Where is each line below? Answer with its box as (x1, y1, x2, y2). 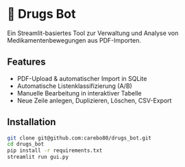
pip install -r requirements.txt (7, 147, 103, 154)
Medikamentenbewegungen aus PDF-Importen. (7, 36, 142, 44)
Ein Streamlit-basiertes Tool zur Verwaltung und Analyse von (7, 29, 179, 37)
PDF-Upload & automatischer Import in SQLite (16, 74, 147, 82)
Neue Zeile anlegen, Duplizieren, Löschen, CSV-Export (16, 96, 172, 104)
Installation (7, 116, 56, 128)
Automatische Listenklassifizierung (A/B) (16, 82, 132, 90)
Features (7, 56, 46, 68)
